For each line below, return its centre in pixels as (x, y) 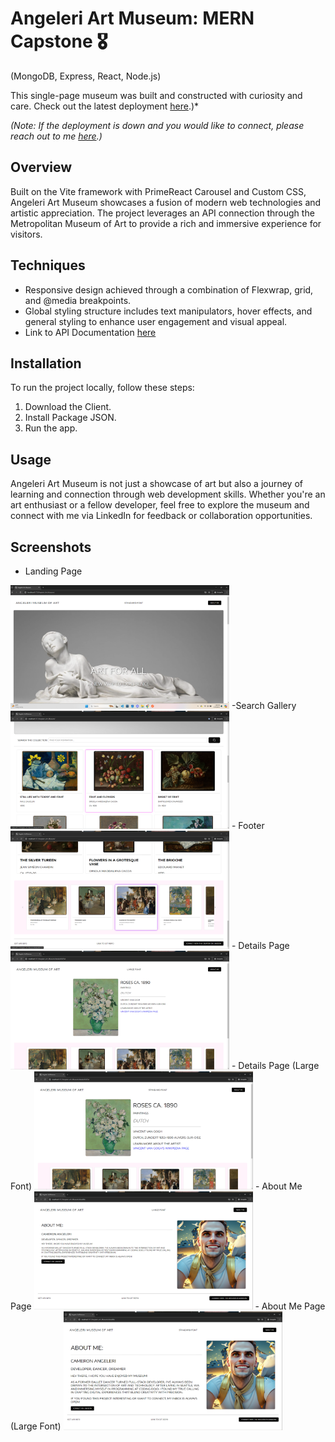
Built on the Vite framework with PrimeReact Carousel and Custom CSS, (158, 191)
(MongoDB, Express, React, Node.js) (86, 76)
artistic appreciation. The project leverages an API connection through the (162, 213)
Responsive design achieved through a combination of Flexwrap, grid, (169, 289)
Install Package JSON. (70, 418)
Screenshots (51, 547)
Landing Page (53, 571)
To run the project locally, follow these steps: (102, 388)
